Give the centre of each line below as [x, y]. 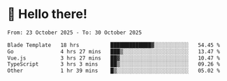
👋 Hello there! [47, 14]
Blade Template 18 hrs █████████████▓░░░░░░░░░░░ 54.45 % [113, 45]
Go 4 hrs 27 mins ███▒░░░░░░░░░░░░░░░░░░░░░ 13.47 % [113, 51]
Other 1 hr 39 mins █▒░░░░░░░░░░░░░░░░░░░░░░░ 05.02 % [113, 71]
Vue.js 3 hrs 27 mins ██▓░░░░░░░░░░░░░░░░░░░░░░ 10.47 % [113, 58]
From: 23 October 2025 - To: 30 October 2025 [74, 33]
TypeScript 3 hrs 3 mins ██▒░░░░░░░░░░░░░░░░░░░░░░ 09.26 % [113, 64]
